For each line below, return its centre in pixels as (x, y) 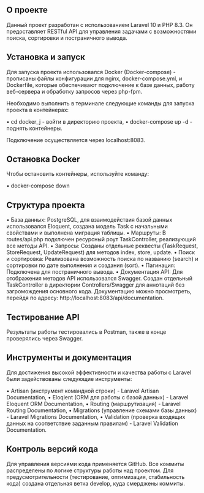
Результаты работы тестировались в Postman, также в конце (86, 332)
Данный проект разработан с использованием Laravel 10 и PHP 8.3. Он (100, 24)
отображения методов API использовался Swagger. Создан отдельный (100, 279)
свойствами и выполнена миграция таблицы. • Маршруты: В (86, 233)
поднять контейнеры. (34, 128)
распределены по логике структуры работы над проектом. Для (90, 470)
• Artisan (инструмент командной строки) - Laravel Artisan (83, 391)
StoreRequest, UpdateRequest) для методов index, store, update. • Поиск (100, 252)
